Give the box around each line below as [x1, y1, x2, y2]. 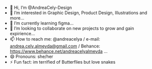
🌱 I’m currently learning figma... [9, 20, 74, 26]
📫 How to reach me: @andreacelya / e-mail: [9, 36, 100, 42]
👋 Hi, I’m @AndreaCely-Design [9, 5, 72, 10]
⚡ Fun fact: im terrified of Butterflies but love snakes [9, 59, 116, 65]
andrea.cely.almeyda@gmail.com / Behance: [9, 43, 100, 49]
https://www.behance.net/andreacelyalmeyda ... [9, 48, 108, 54]
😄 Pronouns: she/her [9, 54, 53, 59]
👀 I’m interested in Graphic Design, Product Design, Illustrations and [9, 10, 148, 16]
